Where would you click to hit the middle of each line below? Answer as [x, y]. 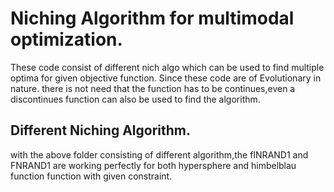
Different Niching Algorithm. [101, 130]
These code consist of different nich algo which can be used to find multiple [167, 67]
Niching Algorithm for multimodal [152, 18]
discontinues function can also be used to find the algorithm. [135, 99]
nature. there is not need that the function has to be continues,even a [153, 88]
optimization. [66, 39]
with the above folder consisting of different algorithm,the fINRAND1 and [159, 154]
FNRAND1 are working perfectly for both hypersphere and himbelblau [153, 165]
